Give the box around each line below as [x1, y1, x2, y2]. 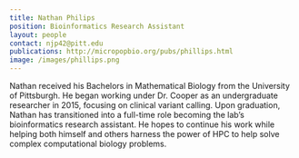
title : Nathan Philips [9, 13, 95, 23]
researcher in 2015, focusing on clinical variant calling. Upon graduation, [9, 100, 281, 110]
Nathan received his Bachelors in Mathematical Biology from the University [9, 81, 291, 91]
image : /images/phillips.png [9, 55, 120, 64]
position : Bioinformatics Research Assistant [9, 22, 184, 31]
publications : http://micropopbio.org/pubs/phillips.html [9, 47, 234, 56]
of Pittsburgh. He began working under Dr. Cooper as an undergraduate [9, 90, 279, 101]
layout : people [9, 30, 67, 39]
